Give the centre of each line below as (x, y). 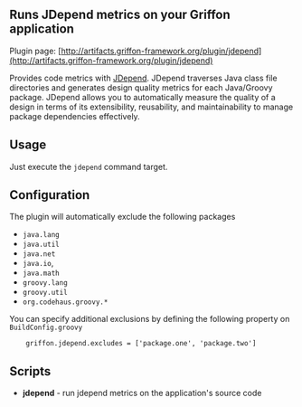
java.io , (38, 263)
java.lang (41, 235)
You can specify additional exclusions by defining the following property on (150, 319)
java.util (41, 245)
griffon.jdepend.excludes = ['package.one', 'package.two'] (141, 344)
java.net (39, 254)
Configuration (50, 195)
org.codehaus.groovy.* (65, 302)
